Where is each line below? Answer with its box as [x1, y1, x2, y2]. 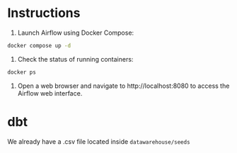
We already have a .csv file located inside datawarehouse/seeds [7, 137, 190, 146]
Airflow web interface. [17, 89, 83, 97]
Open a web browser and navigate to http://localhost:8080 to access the [17, 81, 230, 90]
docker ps [7, 69, 37, 76]
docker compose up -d [7, 42, 71, 49]
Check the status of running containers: [17, 55, 134, 63]
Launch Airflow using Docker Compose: [17, 28, 134, 37]
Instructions [7, 5, 81, 21]
